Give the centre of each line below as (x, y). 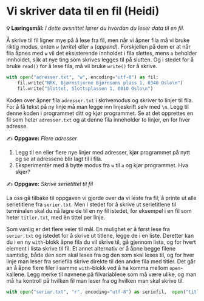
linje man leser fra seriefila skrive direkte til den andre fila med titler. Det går (101, 261)
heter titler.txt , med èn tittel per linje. (56, 217)
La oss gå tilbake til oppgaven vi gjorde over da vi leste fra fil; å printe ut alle (102, 198)
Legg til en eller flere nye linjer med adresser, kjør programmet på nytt (102, 152)
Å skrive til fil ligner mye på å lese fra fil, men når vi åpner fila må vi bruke (98, 40)
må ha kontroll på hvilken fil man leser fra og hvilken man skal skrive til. (95, 280)
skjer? (22, 171)
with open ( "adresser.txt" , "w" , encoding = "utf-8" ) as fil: (83, 77)
